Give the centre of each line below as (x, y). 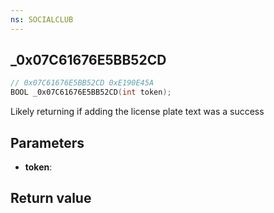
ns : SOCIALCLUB (42, 19)
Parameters (47, 142)
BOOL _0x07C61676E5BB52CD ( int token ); (91, 92)
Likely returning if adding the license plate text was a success (137, 112)
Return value (51, 198)
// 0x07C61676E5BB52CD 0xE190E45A (82, 83)
